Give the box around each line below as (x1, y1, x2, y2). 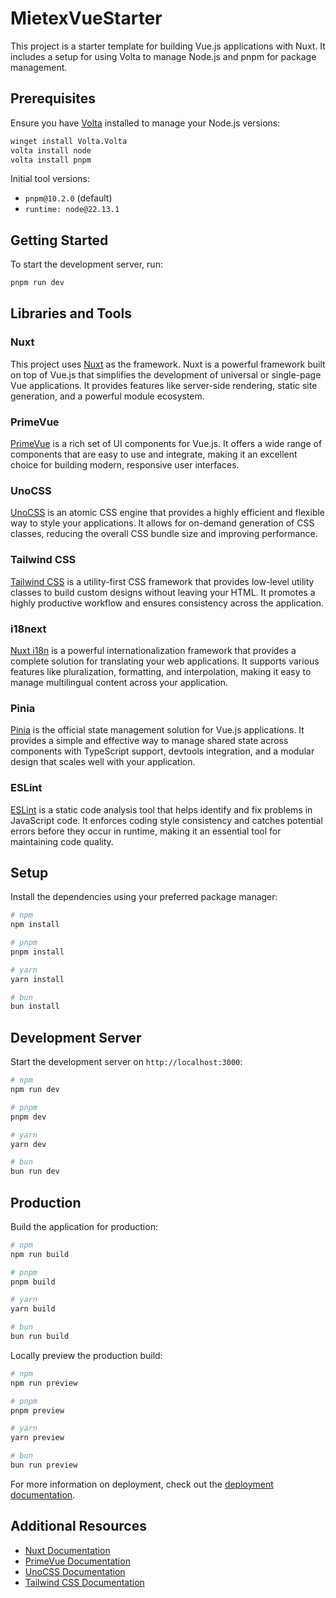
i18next (10, 622, 47, 636)
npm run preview (10, 1378, 78, 1388)
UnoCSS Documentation (24, 1565, 126, 1577)
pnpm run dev (10, 278, 65, 288)
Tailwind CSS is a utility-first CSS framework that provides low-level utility (10, 575, 315, 587)
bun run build (10, 1332, 70, 1342)
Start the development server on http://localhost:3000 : (10, 1056, 243, 1068)
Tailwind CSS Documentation (24, 1576, 145, 1588)
